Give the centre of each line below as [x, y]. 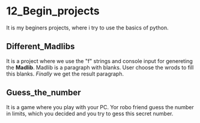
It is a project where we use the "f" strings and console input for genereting [100, 61]
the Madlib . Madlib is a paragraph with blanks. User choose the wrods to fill [100, 67]
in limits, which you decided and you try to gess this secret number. [90, 113]
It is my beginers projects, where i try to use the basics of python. [88, 28]
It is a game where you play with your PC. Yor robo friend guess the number [100, 107]
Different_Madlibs [41, 46]
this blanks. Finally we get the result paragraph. [65, 74]
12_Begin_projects [53, 11]
